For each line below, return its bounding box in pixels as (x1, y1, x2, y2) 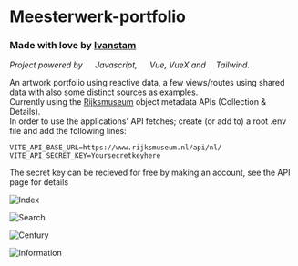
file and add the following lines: (9, 126, 127, 137)
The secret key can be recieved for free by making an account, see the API (9, 167, 291, 179)
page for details (9, 177, 69, 188)
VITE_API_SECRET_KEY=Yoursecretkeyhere (9, 151, 161, 160)
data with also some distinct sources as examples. (9, 87, 199, 97)
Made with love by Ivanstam (9, 39, 137, 52)
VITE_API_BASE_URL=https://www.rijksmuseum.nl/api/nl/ (9, 143, 222, 152)
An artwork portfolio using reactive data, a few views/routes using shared (9, 77, 285, 88)
